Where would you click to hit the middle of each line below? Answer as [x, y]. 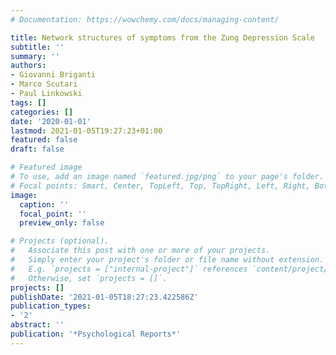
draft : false [37, 149]
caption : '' [44, 204]
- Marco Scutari [44, 84]
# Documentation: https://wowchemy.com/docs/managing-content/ [145, 19]
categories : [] [42, 112]
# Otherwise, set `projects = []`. [89, 278]
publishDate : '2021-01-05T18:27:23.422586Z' [104, 297]
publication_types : [51, 306]
